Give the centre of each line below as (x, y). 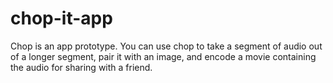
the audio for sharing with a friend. (81, 67)
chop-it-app (61, 18)
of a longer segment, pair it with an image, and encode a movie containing (163, 56)
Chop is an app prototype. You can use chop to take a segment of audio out (166, 46)
